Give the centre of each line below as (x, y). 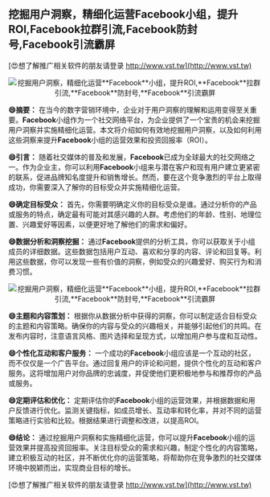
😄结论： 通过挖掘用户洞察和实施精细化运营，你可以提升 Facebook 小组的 (129, 437)
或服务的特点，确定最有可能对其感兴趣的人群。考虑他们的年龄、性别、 (125, 214)
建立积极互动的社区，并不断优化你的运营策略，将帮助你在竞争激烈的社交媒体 (135, 458)
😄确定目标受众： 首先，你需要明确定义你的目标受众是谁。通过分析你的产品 (133, 204)
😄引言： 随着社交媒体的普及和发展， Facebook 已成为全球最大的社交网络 (129, 157)
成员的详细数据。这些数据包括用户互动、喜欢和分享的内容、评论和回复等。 (131, 251)
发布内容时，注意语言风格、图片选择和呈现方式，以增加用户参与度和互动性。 (135, 335)
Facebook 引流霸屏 (69, 45)
